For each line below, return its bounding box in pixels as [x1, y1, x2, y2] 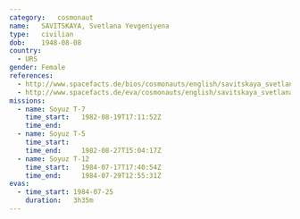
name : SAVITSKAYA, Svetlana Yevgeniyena [9, 21, 170, 30]
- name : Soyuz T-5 [17, 130, 87, 139]
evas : [9, 180, 29, 189]
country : [9, 46, 42, 55]
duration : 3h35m [25, 196, 94, 206]
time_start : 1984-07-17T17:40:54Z [25, 163, 162, 172]
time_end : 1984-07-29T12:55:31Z [25, 171, 162, 180]
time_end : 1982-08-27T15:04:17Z [25, 146, 162, 155]
